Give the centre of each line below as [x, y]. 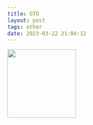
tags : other [25, 27]
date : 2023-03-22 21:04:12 [47, 33]
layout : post [26, 20]
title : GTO [23, 14]
